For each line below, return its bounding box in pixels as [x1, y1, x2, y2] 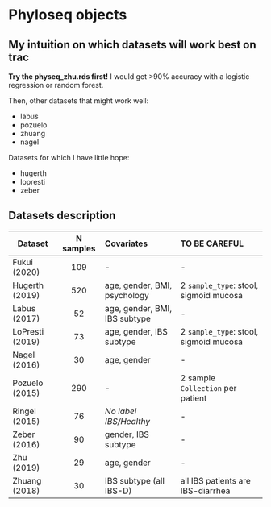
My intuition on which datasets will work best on [8, 38, 256, 52]
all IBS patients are [180, 475, 252, 486]
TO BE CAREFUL [180, 238, 244, 249]
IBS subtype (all [104, 475, 165, 486]
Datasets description [8, 209, 116, 222]
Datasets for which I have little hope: [8, 153, 130, 162]
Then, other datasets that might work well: [8, 96, 149, 106]
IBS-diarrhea [180, 485, 231, 497]
